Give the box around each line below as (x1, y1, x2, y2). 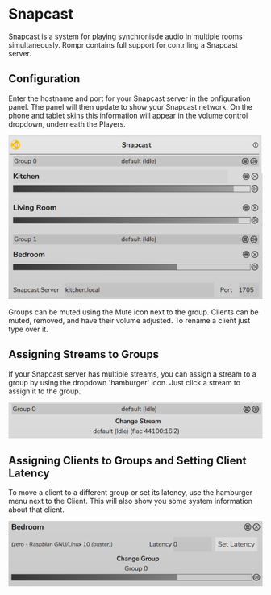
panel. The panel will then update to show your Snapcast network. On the (8, 102, 252, 111)
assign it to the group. (8, 386, 81, 396)
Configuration (8, 72, 81, 85)
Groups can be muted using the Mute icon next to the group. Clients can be (8, 307, 260, 317)
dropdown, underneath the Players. (8, 119, 127, 129)
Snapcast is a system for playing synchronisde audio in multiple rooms (8, 31, 244, 41)
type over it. (8, 324, 48, 334)
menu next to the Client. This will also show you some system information (8, 497, 252, 506)
